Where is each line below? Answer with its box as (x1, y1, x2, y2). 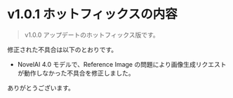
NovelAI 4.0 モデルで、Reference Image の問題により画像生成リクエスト (17, 60, 227, 68)
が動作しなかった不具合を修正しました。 (17, 69, 135, 77)
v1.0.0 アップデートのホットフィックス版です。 (24, 31, 159, 39)
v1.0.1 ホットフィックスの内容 (7, 6, 178, 22)
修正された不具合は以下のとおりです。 (7, 45, 118, 54)
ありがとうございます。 (7, 83, 75, 92)
